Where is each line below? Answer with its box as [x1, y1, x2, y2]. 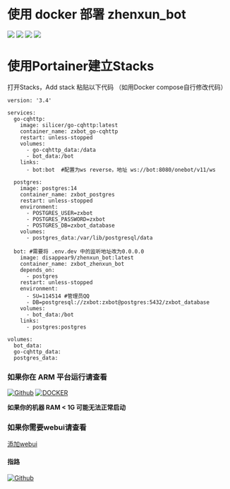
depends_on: [20, 266, 55, 273]
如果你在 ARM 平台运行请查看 [7, 372, 107, 382]
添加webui [7, 440, 37, 449]
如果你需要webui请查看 [7, 423, 87, 432]
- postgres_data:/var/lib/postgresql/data [25, 234, 153, 241]
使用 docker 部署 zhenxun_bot [7, 6, 186, 23]
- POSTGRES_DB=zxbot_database [25, 222, 115, 229]
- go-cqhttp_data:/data [25, 146, 97, 153]
